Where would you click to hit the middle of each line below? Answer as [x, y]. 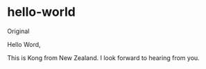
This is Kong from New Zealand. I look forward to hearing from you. [103, 58]
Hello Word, [24, 44]
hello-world [42, 12]
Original [18, 31]
